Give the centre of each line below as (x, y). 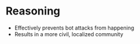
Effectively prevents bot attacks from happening (74, 28)
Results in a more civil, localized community (69, 34)
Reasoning (33, 11)
